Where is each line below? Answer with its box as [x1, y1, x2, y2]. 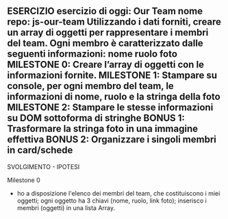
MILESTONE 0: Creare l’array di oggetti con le [7, 59, 204, 70]
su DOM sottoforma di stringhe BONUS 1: [7, 112, 185, 124]
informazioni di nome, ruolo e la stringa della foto [7, 91, 220, 103]
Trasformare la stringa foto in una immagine [7, 123, 199, 135]
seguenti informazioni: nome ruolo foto [7, 48, 178, 60]
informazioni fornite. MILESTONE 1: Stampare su [7, 70, 218, 81]
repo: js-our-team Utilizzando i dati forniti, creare [7, 16, 221, 28]
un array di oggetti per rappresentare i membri [7, 27, 209, 38]
